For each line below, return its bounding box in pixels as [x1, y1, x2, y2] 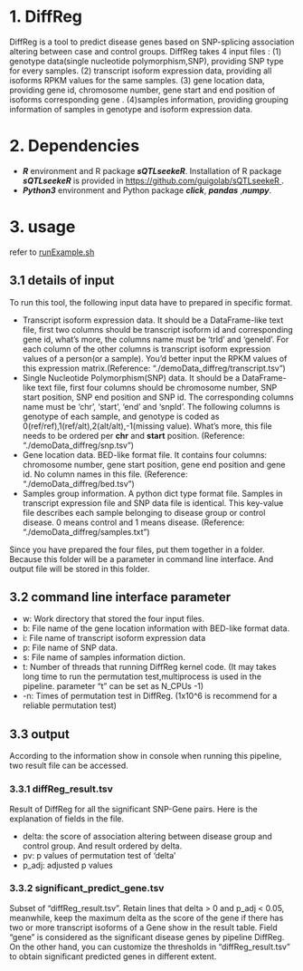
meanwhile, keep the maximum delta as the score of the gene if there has [9, 912, 284, 923]
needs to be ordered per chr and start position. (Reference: [22, 430, 246, 441]
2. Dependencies [9, 136, 140, 156]
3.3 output [9, 726, 70, 742]
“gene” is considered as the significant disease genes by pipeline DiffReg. [9, 931, 285, 942]
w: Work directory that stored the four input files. [22, 614, 205, 625]
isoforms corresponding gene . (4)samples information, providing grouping [9, 93, 289, 105]
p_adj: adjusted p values [22, 859, 113, 870]
